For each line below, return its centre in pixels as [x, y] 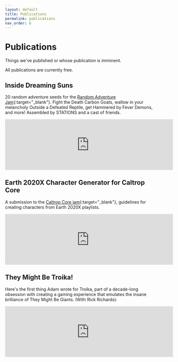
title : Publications [26, 14]
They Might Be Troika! [39, 277]
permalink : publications [30, 18]
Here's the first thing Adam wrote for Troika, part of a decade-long [72, 289]
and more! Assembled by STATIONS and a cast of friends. [63, 112]
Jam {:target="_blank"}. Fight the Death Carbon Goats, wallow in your [74, 102]
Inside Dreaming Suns [39, 85]
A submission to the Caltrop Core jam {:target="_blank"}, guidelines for [76, 202]
